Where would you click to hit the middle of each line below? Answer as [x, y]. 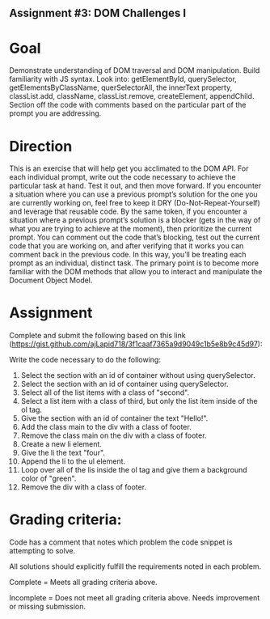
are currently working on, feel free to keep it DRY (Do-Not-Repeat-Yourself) [135, 203]
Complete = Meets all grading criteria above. [83, 583]
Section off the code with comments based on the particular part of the [128, 105]
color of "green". [49, 479]
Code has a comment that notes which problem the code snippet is [121, 542]
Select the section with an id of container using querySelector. [124, 384]
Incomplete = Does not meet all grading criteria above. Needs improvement [135, 598]
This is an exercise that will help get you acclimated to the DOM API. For [129, 168]
